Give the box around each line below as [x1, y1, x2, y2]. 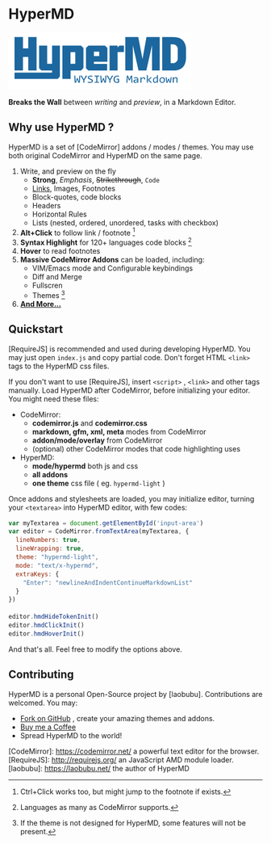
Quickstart [8, 322, 64, 336]
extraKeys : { [15, 570, 60, 578]
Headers [31, 200, 61, 210]
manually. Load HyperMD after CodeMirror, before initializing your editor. [8, 385, 251, 395]
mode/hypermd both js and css [31, 461, 139, 471]
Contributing [8, 668, 74, 682]
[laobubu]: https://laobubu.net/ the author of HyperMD [8, 763, 190, 773]
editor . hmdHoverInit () [8, 629, 85, 638]
